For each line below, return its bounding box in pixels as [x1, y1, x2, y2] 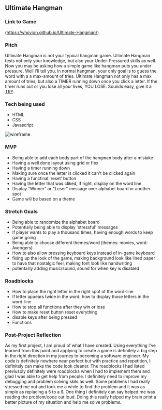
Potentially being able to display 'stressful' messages [12, 224, 118, 230]
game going [12, 234, 36, 240]
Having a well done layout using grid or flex [12, 160, 99, 165]
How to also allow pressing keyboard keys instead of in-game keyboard [12, 250, 155, 256]
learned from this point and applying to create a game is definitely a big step [5, 348, 157, 354]
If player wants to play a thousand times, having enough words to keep [12, 229, 153, 235]
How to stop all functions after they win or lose [12, 304, 105, 310]
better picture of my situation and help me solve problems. [5, 399, 122, 405]
